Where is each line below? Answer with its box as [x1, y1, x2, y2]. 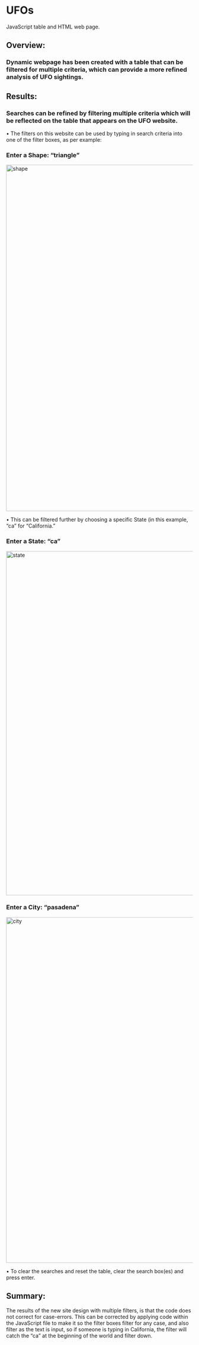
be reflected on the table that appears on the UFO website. [6, 116, 178, 124]
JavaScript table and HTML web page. [6, 23, 100, 30]
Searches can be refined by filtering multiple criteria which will [6, 109, 191, 117]
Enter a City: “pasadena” [6, 903, 80, 912]
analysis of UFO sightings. [6, 73, 84, 81]
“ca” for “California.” [6, 522, 56, 529]
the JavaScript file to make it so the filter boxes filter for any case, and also [6, 1320, 189, 1327]
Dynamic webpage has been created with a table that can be [6, 58, 184, 66]
